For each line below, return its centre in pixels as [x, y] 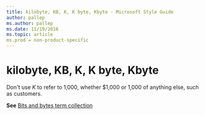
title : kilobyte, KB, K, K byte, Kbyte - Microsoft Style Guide [90, 12]
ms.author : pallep [30, 23]
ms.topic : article [30, 35]
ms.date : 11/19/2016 [33, 29]
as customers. [24, 93]
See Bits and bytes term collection [50, 105]
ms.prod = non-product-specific [47, 40]
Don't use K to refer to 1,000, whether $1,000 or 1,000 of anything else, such [102, 87]
